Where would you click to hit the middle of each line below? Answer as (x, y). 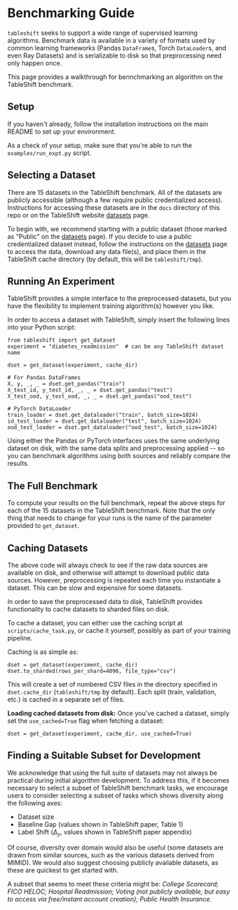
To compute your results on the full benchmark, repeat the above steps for (117, 503)
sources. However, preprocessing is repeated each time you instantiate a (114, 580)
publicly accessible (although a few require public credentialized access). (115, 200)
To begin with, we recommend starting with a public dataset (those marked (117, 228)
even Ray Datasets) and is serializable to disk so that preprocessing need (114, 55)
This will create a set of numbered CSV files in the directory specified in (113, 684)
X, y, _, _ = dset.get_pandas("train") (66, 384)
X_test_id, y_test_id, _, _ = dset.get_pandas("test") (90, 390)
